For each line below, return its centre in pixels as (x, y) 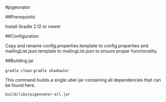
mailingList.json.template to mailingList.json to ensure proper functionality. (82, 51)
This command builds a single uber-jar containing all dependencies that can (83, 80)
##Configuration (22, 36)
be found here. (20, 85)
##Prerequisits (20, 17)
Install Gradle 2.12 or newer (33, 26)
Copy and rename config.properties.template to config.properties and (77, 46)
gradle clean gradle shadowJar (37, 71)
